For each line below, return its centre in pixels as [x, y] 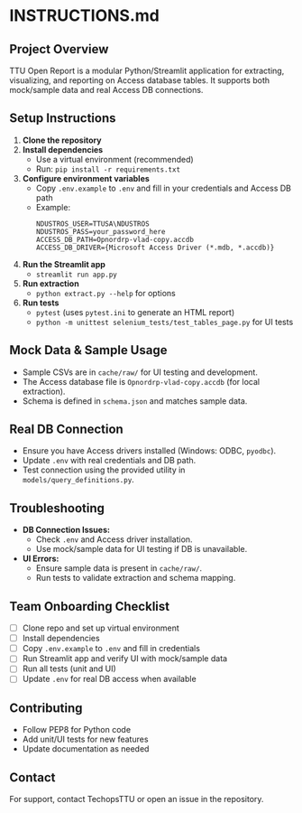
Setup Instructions [63, 118]
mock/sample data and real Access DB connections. [106, 90]
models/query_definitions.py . [78, 480]
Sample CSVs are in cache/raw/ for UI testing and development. [140, 372]
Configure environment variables [86, 178]
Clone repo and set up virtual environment [101, 628]
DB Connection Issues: [66, 530]
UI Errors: [41, 559]
